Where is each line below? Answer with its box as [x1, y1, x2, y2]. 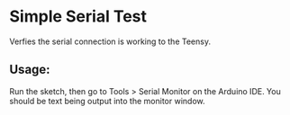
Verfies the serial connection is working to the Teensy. [9, 36, 212, 47]
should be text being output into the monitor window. [9, 95, 205, 106]
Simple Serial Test [9, 6, 147, 27]
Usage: [9, 62, 51, 77]
